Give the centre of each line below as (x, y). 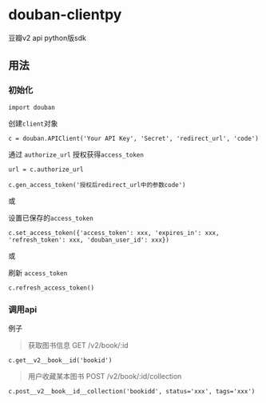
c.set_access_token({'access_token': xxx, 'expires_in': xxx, (114, 233)
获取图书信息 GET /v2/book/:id (78, 345)
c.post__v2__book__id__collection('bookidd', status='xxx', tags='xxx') (132, 391)
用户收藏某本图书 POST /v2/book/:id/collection (105, 376)
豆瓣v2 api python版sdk (47, 38)
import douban (32, 107)
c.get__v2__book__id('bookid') (60, 360)
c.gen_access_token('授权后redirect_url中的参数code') (97, 185)
